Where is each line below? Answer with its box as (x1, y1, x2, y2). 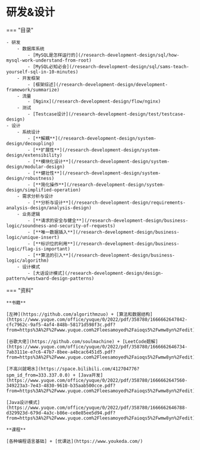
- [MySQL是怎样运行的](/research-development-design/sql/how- (27, 52, 180, 58)
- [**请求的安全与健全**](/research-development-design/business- (27, 218, 189, 224)
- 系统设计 (17, 129, 40, 135)
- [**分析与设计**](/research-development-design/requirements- (27, 200, 186, 206)
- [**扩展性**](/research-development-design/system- (27, 147, 161, 153)
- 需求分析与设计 (17, 193, 54, 199)
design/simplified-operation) (6, 186, 82, 193)
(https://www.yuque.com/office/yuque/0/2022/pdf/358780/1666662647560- (6, 377, 187, 383)
